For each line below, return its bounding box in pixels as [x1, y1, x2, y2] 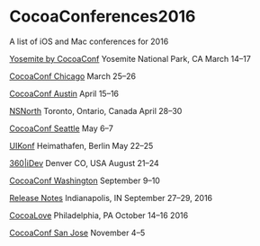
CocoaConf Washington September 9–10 [9, 175, 160, 186]
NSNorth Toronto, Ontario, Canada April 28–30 [9, 105, 183, 116]
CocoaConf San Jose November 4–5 [9, 227, 146, 238]
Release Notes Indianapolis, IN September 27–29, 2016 [9, 192, 213, 203]
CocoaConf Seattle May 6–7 [9, 123, 114, 134]
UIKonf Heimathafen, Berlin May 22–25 [9, 140, 154, 151]
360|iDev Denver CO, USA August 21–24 [9, 157, 159, 168]
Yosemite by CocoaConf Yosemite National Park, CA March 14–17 [9, 53, 252, 64]
